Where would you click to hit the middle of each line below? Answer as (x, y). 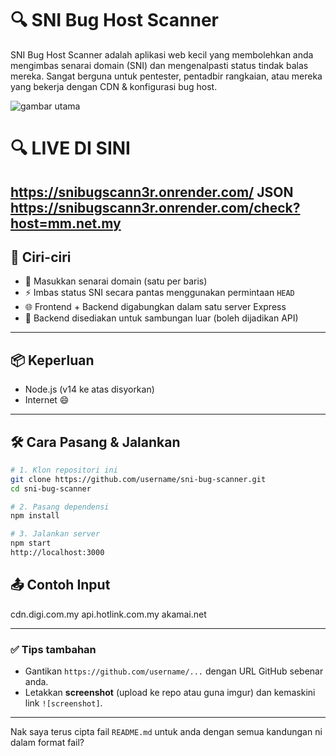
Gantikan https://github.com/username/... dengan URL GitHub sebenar (174, 671)
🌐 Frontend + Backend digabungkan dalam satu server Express (155, 307)
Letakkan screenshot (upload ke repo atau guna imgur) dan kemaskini (170, 693)
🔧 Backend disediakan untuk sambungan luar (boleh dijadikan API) (161, 318)
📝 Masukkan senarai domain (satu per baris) (116, 281)
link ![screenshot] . (63, 703)
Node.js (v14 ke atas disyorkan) (89, 389)
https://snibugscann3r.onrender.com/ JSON (152, 192)
